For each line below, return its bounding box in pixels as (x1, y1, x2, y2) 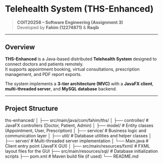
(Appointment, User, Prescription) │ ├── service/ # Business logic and (5, 127, 147, 134)
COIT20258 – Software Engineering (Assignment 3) (16, 19, 123, 25)
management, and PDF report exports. (5, 71, 82, 77)
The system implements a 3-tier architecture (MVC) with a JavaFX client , (5, 81, 154, 87)
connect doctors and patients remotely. (5, 61, 84, 67)
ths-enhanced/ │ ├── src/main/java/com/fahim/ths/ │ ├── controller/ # (5, 117, 149, 123)
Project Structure (5, 104, 58, 113)
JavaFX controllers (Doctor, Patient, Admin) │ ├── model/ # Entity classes (5, 122, 154, 128)
